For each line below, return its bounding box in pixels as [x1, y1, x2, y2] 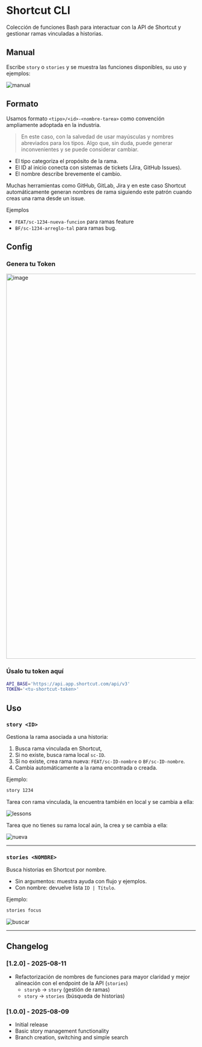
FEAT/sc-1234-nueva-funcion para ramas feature [14, 218, 134, 225]
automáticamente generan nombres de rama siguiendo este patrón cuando [6, 188, 192, 196]
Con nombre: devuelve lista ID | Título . [14, 884, 116, 891]
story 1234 [6, 787, 34, 793]
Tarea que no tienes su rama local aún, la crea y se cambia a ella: [6, 821, 168, 829]
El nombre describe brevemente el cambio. [14, 170, 122, 178]
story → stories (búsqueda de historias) [23, 992, 125, 999]
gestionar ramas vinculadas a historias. [6, 29, 103, 37]
